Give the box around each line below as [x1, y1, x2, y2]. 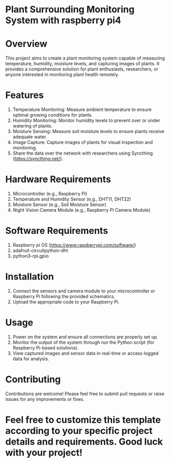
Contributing [5, 374, 61, 385]
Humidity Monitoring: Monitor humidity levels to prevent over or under [12, 117, 160, 124]
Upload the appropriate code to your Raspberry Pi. [12, 299, 120, 305]
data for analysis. [12, 356, 50, 362]
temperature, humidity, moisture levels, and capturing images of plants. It [5, 61, 160, 67]
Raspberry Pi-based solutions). [12, 344, 79, 350]
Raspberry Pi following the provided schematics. [12, 293, 115, 299]
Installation [5, 271, 54, 283]
